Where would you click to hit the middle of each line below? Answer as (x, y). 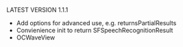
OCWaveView (36, 37)
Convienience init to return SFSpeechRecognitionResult (95, 30)
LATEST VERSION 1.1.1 (37, 10)
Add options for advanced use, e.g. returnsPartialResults (96, 23)
